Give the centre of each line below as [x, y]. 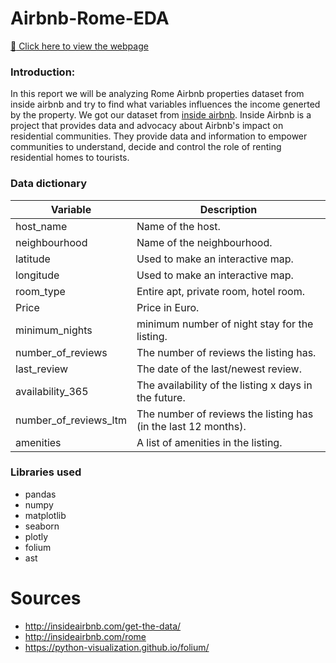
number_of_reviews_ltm [71, 420]
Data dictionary [49, 184]
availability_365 [52, 391]
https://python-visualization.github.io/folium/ [117, 647]
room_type [40, 291]
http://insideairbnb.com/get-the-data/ [103, 626]
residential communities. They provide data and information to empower [159, 136]
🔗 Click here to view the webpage [79, 46]
